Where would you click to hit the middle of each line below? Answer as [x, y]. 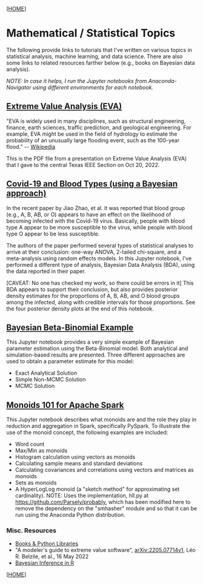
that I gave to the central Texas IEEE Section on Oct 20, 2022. [83, 165]
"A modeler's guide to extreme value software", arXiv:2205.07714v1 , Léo [105, 550]
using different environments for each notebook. [93, 87]
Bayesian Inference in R [45, 563]
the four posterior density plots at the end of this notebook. [80, 309]
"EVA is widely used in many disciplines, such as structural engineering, [96, 121]
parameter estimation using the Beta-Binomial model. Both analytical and [97, 349]
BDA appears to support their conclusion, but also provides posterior [92, 289]
